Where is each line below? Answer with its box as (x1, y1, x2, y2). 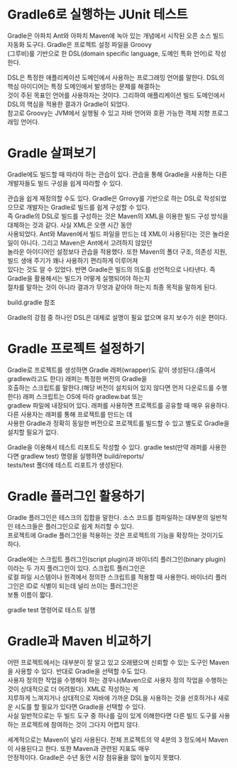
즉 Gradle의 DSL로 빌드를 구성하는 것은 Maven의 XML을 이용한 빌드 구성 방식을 (7, 211, 228, 220)
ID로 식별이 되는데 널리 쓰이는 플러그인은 (26, 581, 139, 590)
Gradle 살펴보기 (7, 145, 97, 161)
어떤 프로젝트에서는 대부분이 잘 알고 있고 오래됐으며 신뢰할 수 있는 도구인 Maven (7, 658, 229, 666)
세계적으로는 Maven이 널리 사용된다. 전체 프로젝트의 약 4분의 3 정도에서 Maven (7, 735, 228, 744)
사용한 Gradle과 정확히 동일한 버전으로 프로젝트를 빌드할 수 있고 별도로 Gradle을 (7, 419, 230, 427)
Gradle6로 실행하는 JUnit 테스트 (7, 6, 188, 23)
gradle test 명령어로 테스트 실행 (7, 605, 96, 614)
